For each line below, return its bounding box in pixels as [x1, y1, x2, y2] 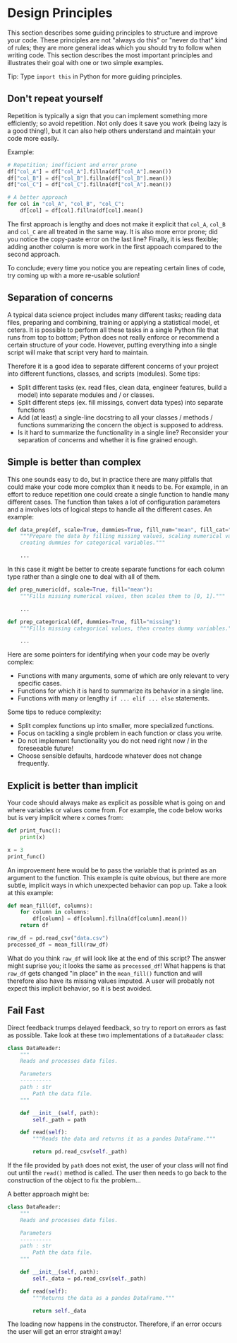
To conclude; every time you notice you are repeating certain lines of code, [7, 263, 226, 272]
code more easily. [7, 134, 59, 142]
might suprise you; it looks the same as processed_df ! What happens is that [7, 961, 226, 970]
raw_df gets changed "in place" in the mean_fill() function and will [7, 969, 202, 977]
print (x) [20, 834, 46, 841]
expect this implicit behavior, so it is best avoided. [7, 984, 152, 992]
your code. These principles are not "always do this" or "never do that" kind [7, 35, 228, 44]
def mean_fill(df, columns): [7, 902, 93, 909]
